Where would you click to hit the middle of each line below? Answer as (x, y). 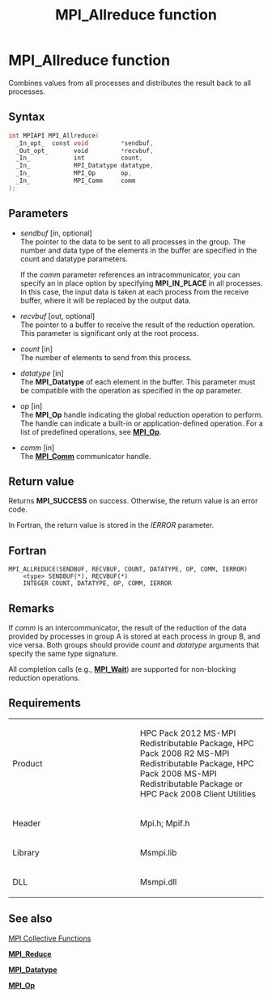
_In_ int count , (79, 158)
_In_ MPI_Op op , (74, 173)
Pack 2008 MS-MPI (178, 773)
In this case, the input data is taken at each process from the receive (134, 291)
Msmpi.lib (159, 852)
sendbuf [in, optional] (56, 233)
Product (28, 763)
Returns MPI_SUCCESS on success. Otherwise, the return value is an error (133, 501)
